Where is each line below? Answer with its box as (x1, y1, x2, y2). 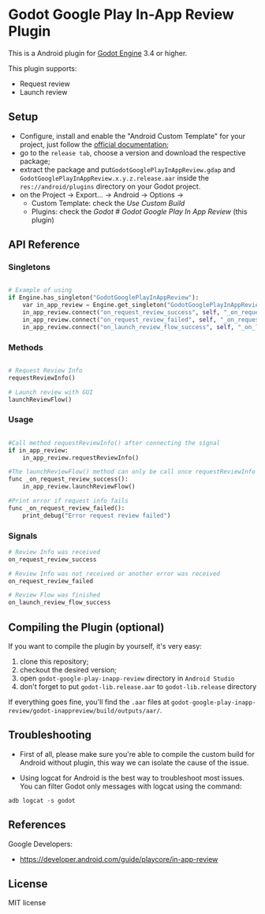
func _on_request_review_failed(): (8, 504, 125, 512)
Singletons (8, 262, 51, 273)
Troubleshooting (8, 729, 92, 742)
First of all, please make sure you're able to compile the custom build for (19, 749, 255, 759)
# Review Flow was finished (8, 591, 101, 599)
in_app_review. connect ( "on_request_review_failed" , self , (22, 316, 217, 324)
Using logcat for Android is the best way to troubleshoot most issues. (19, 773, 244, 782)
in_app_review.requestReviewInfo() (22, 454, 140, 462)
